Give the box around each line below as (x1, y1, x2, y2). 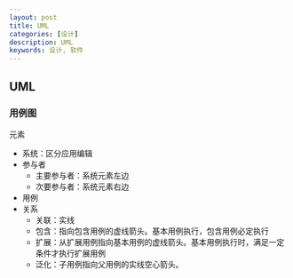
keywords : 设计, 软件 (9, 46, 84, 55)
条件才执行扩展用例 (35, 248, 107, 258)
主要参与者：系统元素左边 (35, 170, 130, 180)
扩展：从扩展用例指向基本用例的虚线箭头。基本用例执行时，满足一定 (35, 236, 285, 247)
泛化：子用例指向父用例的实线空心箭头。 (35, 258, 184, 269)
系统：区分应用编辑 (21, 147, 93, 158)
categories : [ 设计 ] (9, 29, 79, 38)
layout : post (9, 12, 58, 22)
